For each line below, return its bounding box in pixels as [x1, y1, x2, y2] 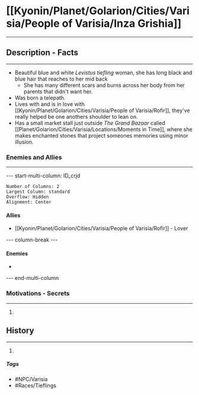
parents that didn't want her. [23, 88, 93, 95]
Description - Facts [6, 47, 79, 58]
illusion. [14, 138, 34, 145]
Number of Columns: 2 [6, 184, 60, 190]
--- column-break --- [6, 236, 58, 244]
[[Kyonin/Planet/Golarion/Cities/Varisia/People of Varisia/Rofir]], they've [14, 107, 191, 114]
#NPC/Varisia [14, 375, 48, 383]
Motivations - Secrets [6, 289, 70, 298]
